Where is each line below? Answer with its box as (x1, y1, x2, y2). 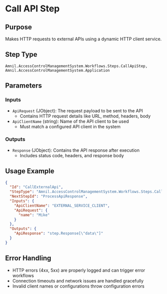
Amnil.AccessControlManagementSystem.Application (5, 68, 110, 73)
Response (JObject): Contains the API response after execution (12, 147, 140, 153)
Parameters (5, 82, 42, 90)
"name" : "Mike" (18, 212, 50, 217)
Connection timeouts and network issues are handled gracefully (12, 278, 144, 284)
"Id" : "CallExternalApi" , (9, 185, 64, 190)
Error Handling (5, 254, 51, 263)
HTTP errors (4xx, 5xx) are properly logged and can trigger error (12, 267, 146, 273)
